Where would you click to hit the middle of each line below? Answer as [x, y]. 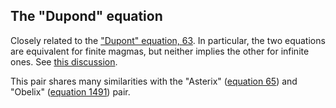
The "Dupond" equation [86, 16]
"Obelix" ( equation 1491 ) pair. [70, 91]
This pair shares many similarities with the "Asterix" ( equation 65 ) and [154, 81]
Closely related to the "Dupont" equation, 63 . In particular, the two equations [168, 40]
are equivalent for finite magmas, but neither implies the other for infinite [160, 51]
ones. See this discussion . [64, 61]
